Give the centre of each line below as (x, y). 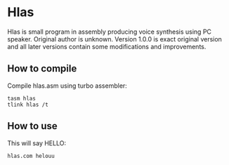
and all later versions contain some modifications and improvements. (107, 46)
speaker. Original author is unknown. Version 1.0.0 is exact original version (115, 39)
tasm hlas (22, 98)
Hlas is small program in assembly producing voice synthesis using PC (110, 32)
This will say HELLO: (37, 143)
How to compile (42, 68)
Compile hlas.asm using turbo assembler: (67, 86)
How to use (32, 126)
